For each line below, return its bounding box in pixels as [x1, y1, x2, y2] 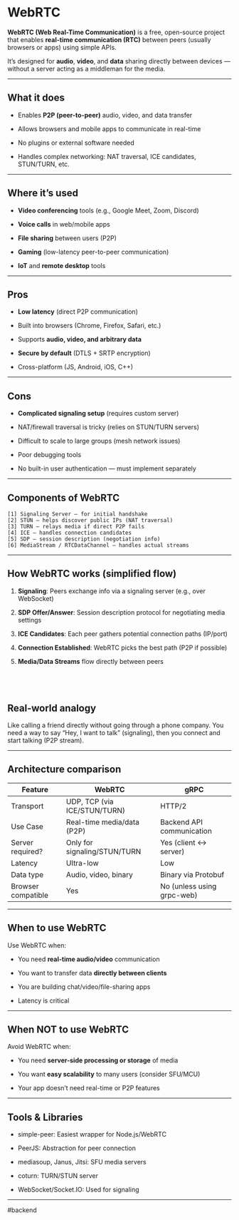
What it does [7, 92, 65, 104]
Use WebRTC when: [7, 940, 66, 949]
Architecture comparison [7, 764, 122, 776]
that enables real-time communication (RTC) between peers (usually [7, 35, 211, 43]
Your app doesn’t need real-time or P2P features [17, 1084, 160, 1092]
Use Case [11, 821, 44, 831]
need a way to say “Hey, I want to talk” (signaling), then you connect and [7, 729, 221, 737]
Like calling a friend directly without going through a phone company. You [7, 721, 224, 729]
